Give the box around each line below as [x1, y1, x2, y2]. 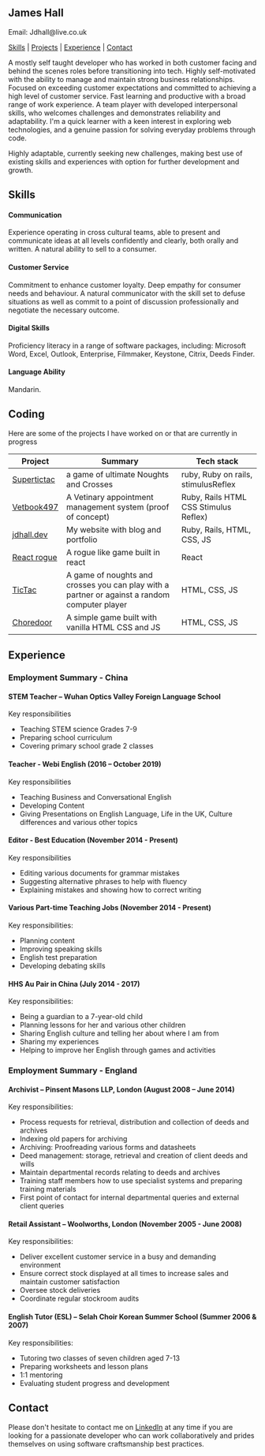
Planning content [19, 935, 75, 945]
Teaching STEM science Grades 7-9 [19, 725, 138, 734]
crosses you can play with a [65, 579, 170, 590]
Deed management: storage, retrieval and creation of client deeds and [19, 1151, 248, 1160]
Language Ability [8, 367, 65, 377]
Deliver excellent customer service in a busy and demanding [19, 1252, 217, 1261]
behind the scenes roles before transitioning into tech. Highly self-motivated [8, 66, 256, 76]
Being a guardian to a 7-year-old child [19, 1012, 144, 1021]
